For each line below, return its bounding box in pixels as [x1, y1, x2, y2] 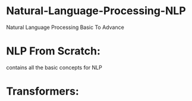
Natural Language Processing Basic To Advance [6, 24, 125, 31]
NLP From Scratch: [6, 44, 101, 58]
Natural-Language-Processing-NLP [6, 4, 186, 18]
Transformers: [6, 84, 79, 98]
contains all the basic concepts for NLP [6, 64, 102, 71]
